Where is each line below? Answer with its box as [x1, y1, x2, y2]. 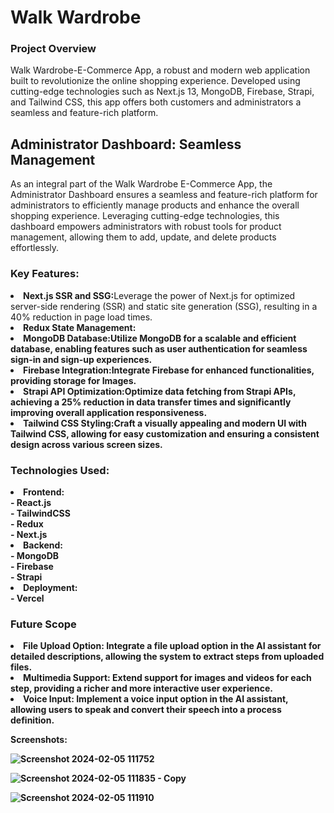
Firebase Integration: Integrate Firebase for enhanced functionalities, [23, 364, 315, 376]
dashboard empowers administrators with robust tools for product [10, 221, 282, 233]
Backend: [23, 539, 63, 551]
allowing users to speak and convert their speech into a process [10, 704, 282, 716]
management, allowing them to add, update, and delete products [10, 231, 277, 243]
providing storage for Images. [10, 374, 137, 386]
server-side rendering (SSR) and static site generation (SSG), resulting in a [10, 300, 318, 312]
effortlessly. [10, 242, 60, 254]
